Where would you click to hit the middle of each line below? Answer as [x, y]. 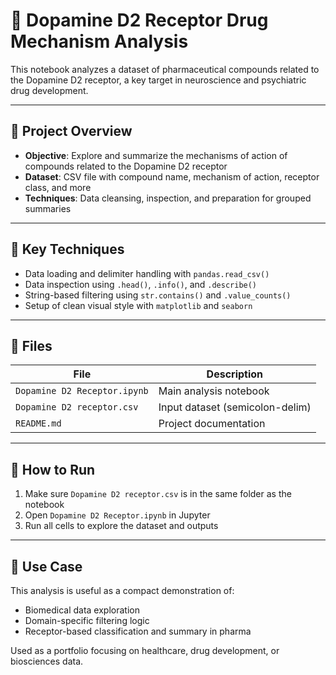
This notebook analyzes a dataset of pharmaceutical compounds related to [165, 69]
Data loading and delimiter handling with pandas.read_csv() [147, 273]
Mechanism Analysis [99, 41]
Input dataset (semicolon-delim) [235, 407]
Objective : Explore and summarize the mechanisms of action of [156, 155]
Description [235, 374]
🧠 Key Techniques [67, 249]
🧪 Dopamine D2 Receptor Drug [139, 20]
